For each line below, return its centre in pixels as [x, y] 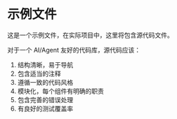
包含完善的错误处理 [45, 99]
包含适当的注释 [39, 73]
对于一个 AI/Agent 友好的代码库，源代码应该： [74, 50]
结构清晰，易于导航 [45, 64]
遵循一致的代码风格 [45, 82]
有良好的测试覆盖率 [45, 108]
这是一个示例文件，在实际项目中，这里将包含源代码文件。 [90, 35]
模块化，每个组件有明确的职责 [60, 91]
